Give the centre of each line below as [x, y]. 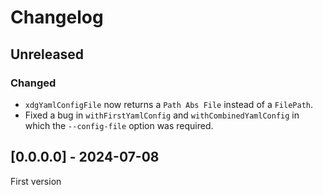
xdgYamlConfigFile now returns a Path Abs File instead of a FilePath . [169, 104]
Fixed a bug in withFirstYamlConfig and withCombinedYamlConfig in [162, 115]
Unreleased [47, 54]
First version [36, 181]
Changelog [57, 17]
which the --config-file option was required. [119, 125]
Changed [33, 83]
